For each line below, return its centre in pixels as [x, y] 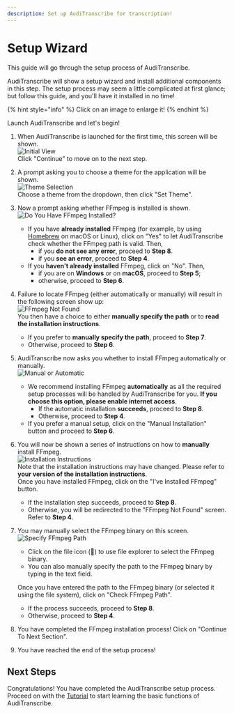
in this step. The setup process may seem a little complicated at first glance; [117, 89]
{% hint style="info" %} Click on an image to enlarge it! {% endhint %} [108, 109]
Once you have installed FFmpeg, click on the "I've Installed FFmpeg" [117, 481]
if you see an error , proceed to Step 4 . [94, 258]
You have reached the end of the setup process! [86, 650]
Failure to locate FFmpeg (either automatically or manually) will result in [120, 294]
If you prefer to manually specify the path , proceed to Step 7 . [117, 337]
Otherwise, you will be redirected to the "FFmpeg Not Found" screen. [127, 509]
